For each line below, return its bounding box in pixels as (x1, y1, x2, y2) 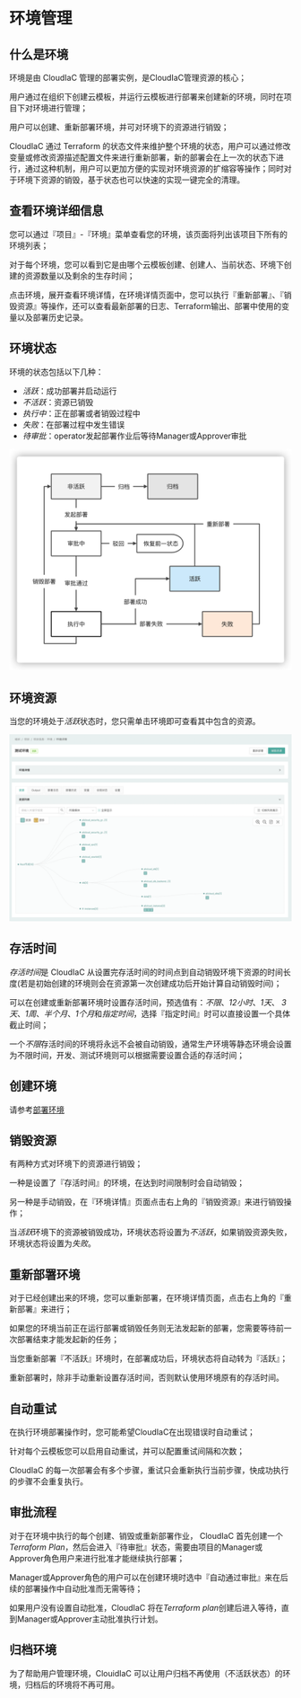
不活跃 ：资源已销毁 (21, 396, 94, 407)
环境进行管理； (32, 102, 88, 113)
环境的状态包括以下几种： (9, 366, 104, 377)
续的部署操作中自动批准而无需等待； (9, 1583, 143, 1594)
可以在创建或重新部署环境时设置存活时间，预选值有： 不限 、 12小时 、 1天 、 (9, 996, 279, 1007)
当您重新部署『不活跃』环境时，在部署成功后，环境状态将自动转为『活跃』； (9, 1353, 288, 1364)
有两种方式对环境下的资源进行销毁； (9, 1158, 143, 1169)
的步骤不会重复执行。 (9, 1475, 88, 1487)
